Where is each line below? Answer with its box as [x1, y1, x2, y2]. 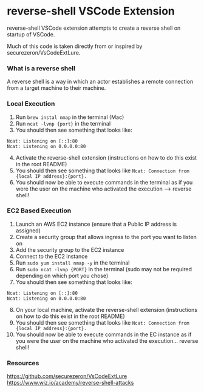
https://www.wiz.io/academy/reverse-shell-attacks [7, 379, 134, 387]
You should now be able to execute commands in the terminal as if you [15, 178, 193, 186]
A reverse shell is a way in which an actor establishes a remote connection [7, 78, 194, 86]
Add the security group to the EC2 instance [15, 246, 124, 253]
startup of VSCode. [7, 30, 55, 38]
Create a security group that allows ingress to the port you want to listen [15, 233, 197, 240]
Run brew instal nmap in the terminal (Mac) [15, 113, 124, 121]
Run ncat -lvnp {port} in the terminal [15, 120, 111, 127]
